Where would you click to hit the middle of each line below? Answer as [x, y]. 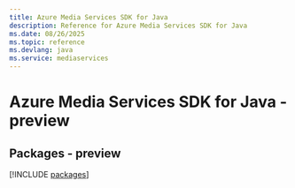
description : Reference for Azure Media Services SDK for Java [128, 26]
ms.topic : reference [47, 42]
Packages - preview [65, 153]
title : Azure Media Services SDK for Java [89, 17]
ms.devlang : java [41, 50]
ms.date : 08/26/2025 [47, 34]
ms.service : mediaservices [59, 58]
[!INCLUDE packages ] [49, 174]
